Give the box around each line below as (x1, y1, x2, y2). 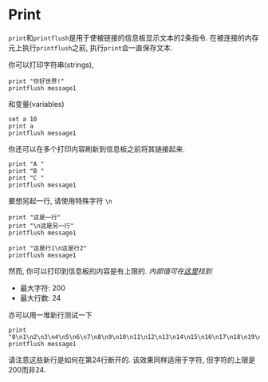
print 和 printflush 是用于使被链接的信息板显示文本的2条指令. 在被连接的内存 (8, 33, 259, 42)
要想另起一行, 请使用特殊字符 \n (8, 195, 113, 205)
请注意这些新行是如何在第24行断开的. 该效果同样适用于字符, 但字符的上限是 (8, 355, 256, 364)
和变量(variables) (8, 99, 65, 108)
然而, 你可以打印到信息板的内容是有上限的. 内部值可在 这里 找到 (8, 266, 212, 276)
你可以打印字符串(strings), (8, 60, 94, 69)
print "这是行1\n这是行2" (8, 244, 88, 252)
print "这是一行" (8, 213, 61, 221)
